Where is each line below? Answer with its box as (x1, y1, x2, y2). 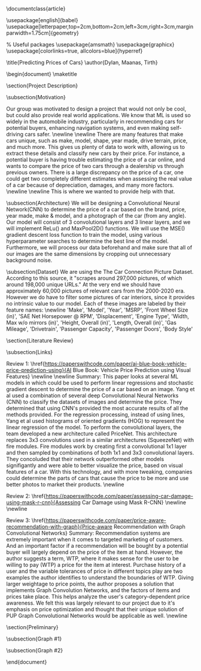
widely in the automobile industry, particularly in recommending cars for (6, 118, 184, 125)
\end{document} (6, 658, 47, 666)
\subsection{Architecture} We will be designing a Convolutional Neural (6, 200, 180, 206)
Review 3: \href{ (6, 517, 46, 524)
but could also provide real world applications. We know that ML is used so (6, 112, 191, 118)
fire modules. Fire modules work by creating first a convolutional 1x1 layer (6, 443, 187, 450)
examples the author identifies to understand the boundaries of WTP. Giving (6, 574, 194, 581)
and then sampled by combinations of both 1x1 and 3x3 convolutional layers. (6, 449, 194, 456)
